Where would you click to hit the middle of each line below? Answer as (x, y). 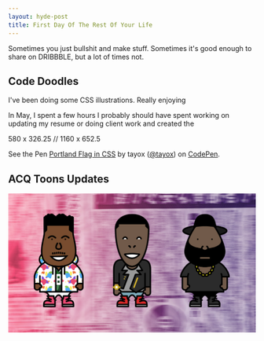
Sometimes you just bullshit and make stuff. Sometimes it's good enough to (130, 48)
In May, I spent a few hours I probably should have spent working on (119, 115)
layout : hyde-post (38, 16)
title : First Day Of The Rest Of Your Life (81, 25)
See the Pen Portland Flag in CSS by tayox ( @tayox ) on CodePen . (114, 154)
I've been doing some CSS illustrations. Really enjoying (97, 100)
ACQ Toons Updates (59, 179)
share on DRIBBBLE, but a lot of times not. (76, 57)
